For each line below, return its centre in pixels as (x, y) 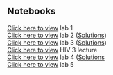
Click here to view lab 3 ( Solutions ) (57, 42)
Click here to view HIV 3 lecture (52, 50)
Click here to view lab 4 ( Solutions (56, 57)
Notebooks (32, 11)
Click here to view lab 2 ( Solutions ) (57, 35)
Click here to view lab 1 (40, 28)
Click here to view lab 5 (41, 64)
